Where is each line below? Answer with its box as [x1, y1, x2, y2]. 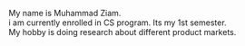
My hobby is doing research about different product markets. [8, 27, 237, 37]
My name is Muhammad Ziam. [8, 8, 122, 18]
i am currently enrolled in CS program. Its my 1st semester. [8, 17, 228, 28]
